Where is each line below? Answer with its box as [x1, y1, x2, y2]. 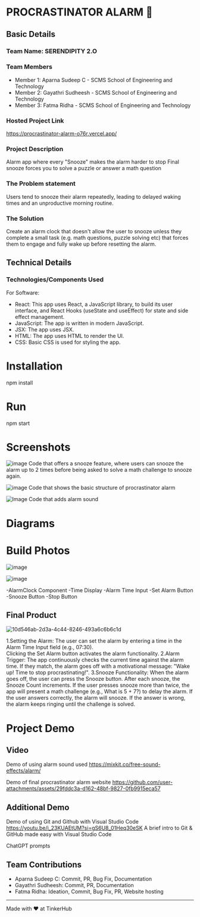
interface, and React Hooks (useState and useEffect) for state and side [14, 306, 189, 314]
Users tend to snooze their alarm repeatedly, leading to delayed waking [6, 193, 182, 200]
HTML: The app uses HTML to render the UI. [14, 332, 124, 339]
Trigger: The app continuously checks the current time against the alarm [6, 656, 184, 664]
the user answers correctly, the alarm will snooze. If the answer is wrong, [6, 694, 186, 702]
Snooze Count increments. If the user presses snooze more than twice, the [6, 681, 190, 689]
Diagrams [6, 517, 55, 530]
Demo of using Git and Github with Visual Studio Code [6, 818, 139, 825]
